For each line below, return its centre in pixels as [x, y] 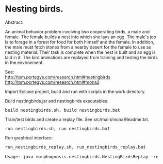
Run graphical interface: [29, 138]
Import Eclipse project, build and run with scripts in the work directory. [75, 91]
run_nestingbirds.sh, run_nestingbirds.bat [57, 128]
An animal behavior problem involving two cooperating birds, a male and [77, 31]
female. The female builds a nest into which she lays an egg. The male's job [81, 37]
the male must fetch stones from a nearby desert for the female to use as [78, 47]
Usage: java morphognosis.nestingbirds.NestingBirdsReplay [77, 157]
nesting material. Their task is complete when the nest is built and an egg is [81, 52]
